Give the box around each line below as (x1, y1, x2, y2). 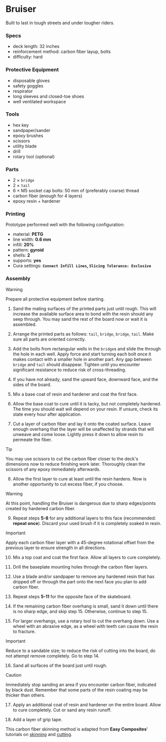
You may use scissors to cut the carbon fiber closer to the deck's (5, 456, 139, 462)
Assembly (5, 275, 31, 282)
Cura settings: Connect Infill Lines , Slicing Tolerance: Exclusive (12, 263, 151, 269)
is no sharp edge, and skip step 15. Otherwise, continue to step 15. (12, 608, 148, 614)
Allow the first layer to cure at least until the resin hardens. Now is (12, 476, 147, 481)
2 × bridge (12, 177, 35, 183)
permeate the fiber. (12, 436, 52, 442)
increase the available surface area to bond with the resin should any (12, 310, 154, 317)
